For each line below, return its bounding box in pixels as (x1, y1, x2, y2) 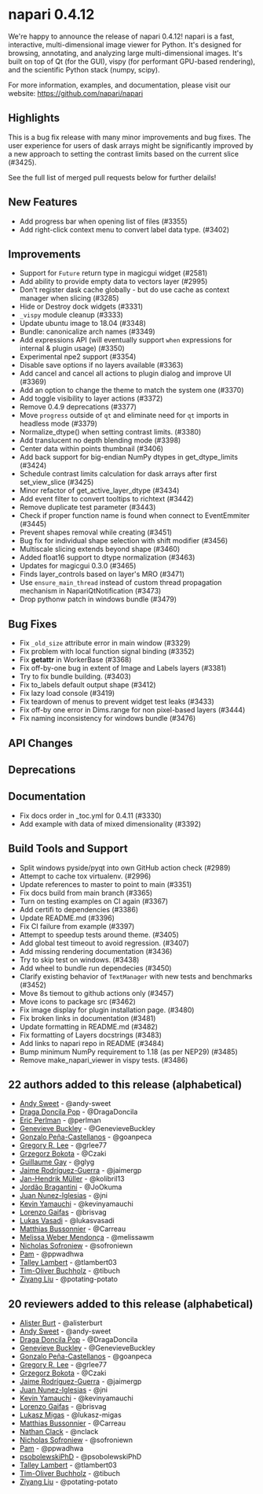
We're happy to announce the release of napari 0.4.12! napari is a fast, (8, 31, 235, 41)
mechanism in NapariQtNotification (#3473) (19, 586, 162, 596)
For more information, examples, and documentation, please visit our (8, 80, 232, 90)
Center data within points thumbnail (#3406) (19, 444, 163, 453)
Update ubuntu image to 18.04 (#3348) (19, 319, 147, 328)
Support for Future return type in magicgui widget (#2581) (19, 268, 208, 278)
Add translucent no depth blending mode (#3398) (19, 435, 181, 446)
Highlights (8, 112, 60, 125)
